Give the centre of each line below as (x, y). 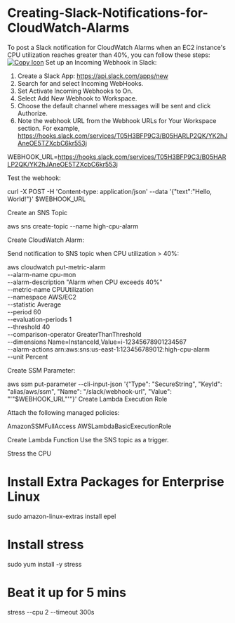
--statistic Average (34, 304)
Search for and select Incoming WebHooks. (80, 83)
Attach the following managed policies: (63, 412)
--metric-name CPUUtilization (51, 289)
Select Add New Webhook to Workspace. (77, 98)
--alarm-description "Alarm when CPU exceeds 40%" (85, 282)
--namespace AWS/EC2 (42, 297)
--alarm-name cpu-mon (42, 274)
